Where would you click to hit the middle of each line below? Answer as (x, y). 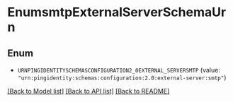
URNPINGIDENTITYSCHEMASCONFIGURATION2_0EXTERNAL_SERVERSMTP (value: (119, 70)
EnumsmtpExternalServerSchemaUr (117, 12)
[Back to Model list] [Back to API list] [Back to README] (89, 91)
